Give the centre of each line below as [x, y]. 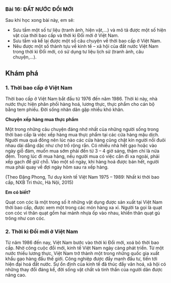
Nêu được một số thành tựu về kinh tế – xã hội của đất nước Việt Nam [86, 46]
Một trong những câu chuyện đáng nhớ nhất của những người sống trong [82, 129]
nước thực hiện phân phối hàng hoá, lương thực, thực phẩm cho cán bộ [80, 104]
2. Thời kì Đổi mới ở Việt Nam [42, 231]
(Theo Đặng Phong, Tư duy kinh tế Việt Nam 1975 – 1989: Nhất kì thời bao [82, 177]
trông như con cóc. [25, 218]
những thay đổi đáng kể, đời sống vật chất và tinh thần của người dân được [84, 270]
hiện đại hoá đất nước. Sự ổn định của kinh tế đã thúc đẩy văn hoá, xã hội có [86, 264]
